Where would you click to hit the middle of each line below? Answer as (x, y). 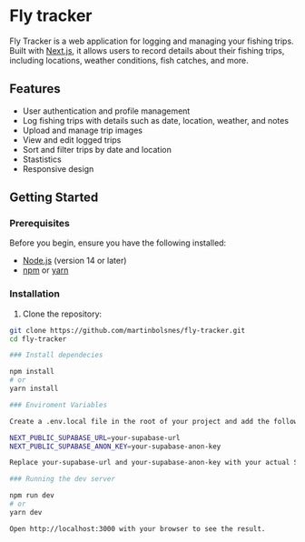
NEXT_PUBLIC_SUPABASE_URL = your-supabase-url (95, 437)
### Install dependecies (56, 356)
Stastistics (42, 159)
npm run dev (32, 496)
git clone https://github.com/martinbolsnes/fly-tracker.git (128, 330)
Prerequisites (39, 224)
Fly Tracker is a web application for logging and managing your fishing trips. (152, 41)
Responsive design (58, 168)
